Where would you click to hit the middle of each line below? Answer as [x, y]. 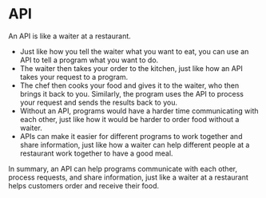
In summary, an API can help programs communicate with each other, [123, 168]
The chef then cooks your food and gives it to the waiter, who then [129, 85]
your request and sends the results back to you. [99, 102]
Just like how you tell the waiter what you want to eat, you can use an [134, 51]
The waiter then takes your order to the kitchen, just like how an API [131, 68]
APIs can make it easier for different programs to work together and [131, 136]
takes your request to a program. [74, 77]
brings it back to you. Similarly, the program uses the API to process [131, 93]
